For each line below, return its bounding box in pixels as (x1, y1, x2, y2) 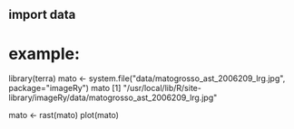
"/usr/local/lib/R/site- (122, 83, 201, 94)
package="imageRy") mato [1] (8, 83, 122, 94)
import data (8, 7, 76, 23)
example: (8, 43, 81, 64)
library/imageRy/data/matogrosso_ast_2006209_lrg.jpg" (8, 92, 218, 103)
